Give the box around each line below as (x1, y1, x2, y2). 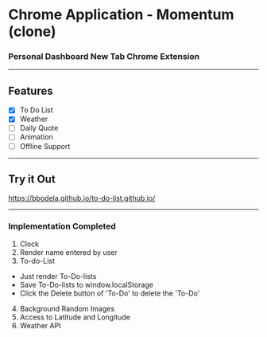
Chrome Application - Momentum (8, 6, 234, 24)
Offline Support (19, 141, 71, 151)
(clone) (8, 22, 56, 41)
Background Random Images (19, 304, 115, 313)
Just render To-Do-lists (19, 271, 97, 280)
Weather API (19, 320, 61, 330)
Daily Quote (19, 123, 59, 133)
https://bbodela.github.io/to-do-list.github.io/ (8, 194, 156, 203)
